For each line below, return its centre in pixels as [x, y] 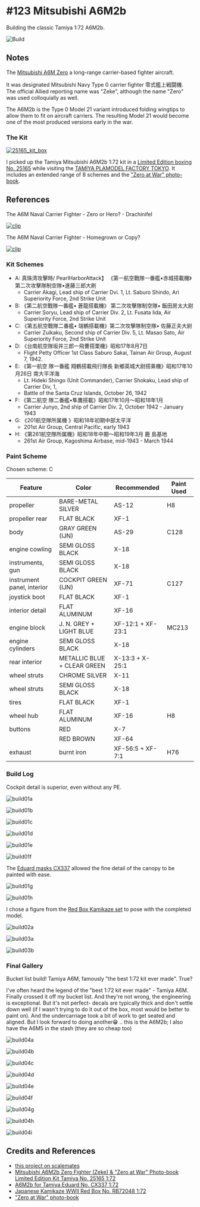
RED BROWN [77, 739]
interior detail [28, 610]
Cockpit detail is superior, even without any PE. [64, 787]
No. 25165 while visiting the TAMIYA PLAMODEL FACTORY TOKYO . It [91, 168]
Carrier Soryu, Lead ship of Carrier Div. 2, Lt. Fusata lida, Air [97, 312]
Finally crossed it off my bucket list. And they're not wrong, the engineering [99, 997]
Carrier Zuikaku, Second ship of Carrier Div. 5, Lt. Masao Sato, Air [104, 333]
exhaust [20, 753]
